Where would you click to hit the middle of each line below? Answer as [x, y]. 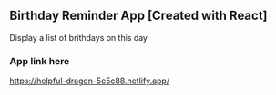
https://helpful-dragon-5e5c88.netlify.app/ [90, 81]
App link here [40, 61]
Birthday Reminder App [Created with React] [138, 16]
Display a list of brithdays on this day [79, 37]
